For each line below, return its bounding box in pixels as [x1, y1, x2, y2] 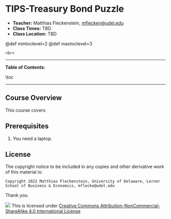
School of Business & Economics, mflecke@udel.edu [5, 183, 115, 188]
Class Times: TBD [12, 25, 52, 31]
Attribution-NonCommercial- [100, 203, 160, 209]
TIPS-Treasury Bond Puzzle [5, 3, 124, 15]
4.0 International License [28, 208, 81, 214]
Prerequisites [5, 122, 49, 130]
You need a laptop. [12, 135, 52, 142]
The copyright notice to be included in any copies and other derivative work [5, 163, 164, 170]
